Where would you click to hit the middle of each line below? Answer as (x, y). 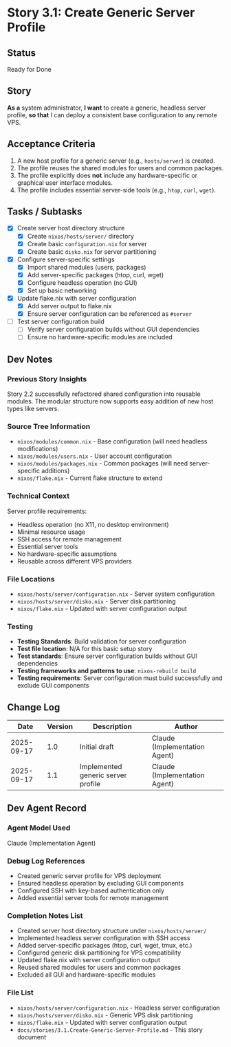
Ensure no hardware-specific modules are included (100, 337)
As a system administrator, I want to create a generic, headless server (107, 108)
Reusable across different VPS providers (74, 561)
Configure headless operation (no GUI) (82, 282)
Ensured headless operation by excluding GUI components (100, 884)
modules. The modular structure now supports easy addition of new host (110, 401)
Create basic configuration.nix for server (87, 243)
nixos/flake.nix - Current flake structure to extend (90, 478)
